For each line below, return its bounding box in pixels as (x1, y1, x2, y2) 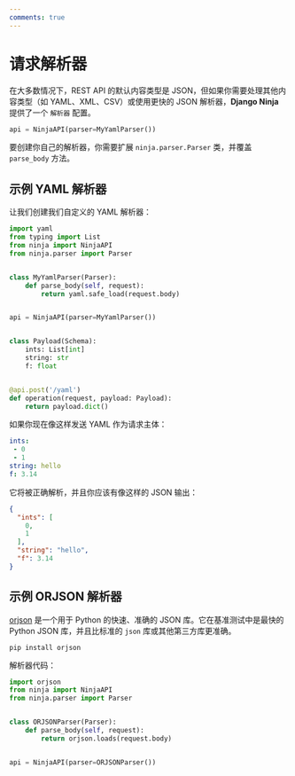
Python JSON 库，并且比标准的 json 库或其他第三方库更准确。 (9, 625, 237, 636)
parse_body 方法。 (9, 153, 75, 164)
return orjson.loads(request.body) (41, 733, 173, 743)
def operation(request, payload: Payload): (9, 394, 173, 403)
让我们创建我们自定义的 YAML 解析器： (9, 207, 152, 217)
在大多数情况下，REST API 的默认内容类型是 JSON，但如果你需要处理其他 (9, 85, 279, 96)
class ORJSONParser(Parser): (9, 717, 117, 727)
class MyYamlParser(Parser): (9, 272, 117, 282)
